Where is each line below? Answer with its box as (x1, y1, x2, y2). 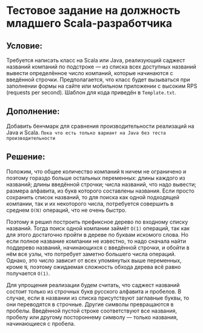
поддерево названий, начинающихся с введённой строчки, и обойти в (6, 243, 190, 251)
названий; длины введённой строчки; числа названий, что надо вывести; (6, 180, 197, 188)
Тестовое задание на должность (6, 4, 181, 18)
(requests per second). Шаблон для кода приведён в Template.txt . (6, 89, 177, 96)
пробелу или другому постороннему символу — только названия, (6, 313, 178, 321)
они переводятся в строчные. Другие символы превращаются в (6, 300, 174, 308)
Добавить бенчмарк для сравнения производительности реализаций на (6, 122, 195, 130)
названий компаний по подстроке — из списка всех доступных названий (6, 63, 197, 70)
